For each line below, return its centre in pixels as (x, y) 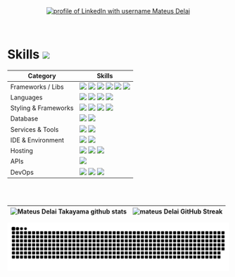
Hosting (22, 151)
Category (42, 76)
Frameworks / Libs (37, 87)
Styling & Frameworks (42, 108)
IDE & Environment (37, 140)
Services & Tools (34, 129)
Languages (26, 97)
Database (24, 118)
